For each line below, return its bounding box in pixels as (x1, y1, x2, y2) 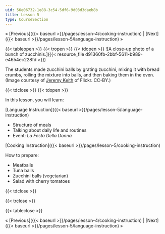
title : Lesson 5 (5, 12, 39, 17)
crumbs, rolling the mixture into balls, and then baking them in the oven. (5, 72, 155, 78)
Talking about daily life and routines (12, 127, 87, 133)
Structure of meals (12, 122, 51, 128)
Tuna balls (12, 168, 34, 174)
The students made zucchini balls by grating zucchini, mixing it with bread (5, 66, 160, 72)
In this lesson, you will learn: (5, 97, 64, 103)
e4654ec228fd (5, 57, 37, 63)
